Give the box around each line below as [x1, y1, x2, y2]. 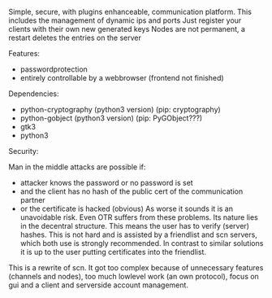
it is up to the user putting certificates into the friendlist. [19, 248, 207, 256]
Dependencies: [8, 89, 59, 99]
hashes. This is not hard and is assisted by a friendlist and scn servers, [19, 230, 257, 239]
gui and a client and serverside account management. [8, 280, 189, 290]
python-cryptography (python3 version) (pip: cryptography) [19, 105, 221, 114]
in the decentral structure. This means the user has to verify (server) [19, 221, 250, 230]
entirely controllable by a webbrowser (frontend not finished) [19, 73, 225, 82]
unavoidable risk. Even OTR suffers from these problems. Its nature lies [19, 213, 258, 222]
